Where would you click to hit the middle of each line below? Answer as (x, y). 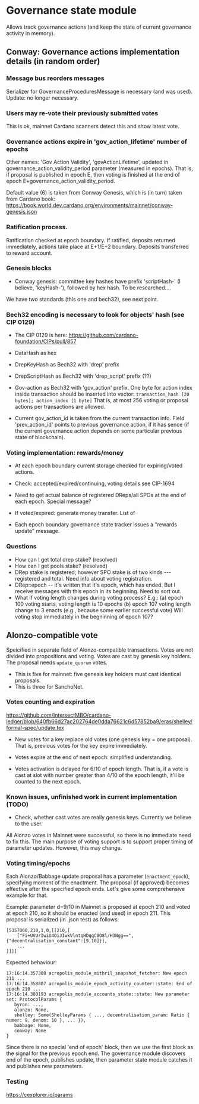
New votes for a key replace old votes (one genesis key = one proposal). (103, 739)
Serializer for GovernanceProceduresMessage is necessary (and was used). (99, 91)
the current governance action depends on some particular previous (98, 431)
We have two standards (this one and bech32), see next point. (82, 299)
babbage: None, (33, 1026)
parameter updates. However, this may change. (64, 848)
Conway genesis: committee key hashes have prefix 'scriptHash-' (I (98, 281)
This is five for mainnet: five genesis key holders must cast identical (98, 674)
